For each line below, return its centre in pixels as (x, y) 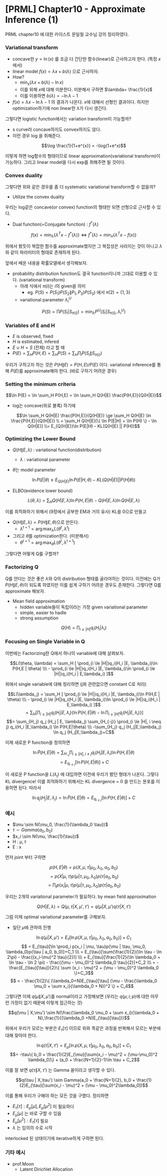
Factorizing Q (22, 567)
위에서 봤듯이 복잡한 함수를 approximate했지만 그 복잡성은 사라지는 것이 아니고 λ (84, 246)
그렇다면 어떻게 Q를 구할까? (32, 554)
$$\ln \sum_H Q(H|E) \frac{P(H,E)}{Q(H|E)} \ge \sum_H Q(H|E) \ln (84, 415)
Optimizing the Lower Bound (40, 439)
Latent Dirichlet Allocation (46, 1169)
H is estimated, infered (36, 342)
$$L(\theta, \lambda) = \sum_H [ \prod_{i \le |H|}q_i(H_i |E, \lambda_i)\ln (84, 663)
